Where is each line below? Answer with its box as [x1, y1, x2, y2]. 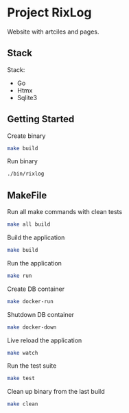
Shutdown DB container [7, 310, 74, 318]
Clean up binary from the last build [7, 388, 105, 396]
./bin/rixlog [7, 170, 45, 178]
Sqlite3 [16, 93, 38, 102]
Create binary [7, 132, 46, 140]
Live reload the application [7, 336, 82, 344]
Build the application [7, 233, 65, 241]
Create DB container [7, 285, 65, 293]
